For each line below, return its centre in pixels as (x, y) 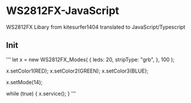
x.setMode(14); (24, 82)
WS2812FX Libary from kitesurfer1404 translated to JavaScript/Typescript (96, 27)
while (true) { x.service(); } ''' (41, 93)
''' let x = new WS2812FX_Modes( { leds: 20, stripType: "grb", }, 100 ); (91, 59)
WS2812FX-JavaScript (63, 11)
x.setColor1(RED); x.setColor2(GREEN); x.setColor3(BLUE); (77, 71)
